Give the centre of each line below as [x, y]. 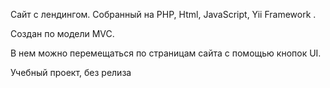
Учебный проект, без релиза [71, 72]
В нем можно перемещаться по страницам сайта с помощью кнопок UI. [166, 53]
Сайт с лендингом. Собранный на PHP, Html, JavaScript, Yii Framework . [163, 14]
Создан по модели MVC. [62, 33]
